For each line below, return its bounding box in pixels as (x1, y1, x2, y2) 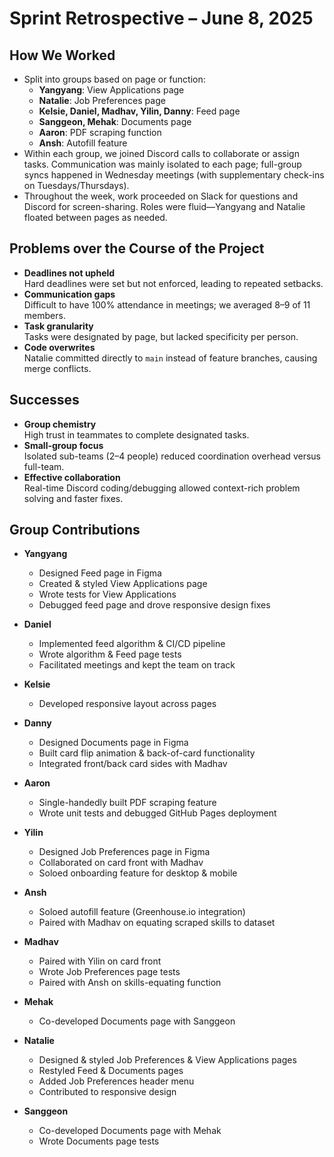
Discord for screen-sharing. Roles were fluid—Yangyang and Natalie (23, 201, 306, 212)
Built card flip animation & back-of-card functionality (38, 747, 256, 759)
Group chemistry (23, 418, 97, 430)
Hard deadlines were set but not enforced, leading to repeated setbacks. (23, 277, 324, 289)
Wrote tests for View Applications (38, 588, 177, 601)
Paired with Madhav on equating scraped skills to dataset (38, 917, 276, 929)
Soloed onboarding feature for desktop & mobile (38, 867, 238, 879)
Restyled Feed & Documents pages (38, 1065, 184, 1077)
